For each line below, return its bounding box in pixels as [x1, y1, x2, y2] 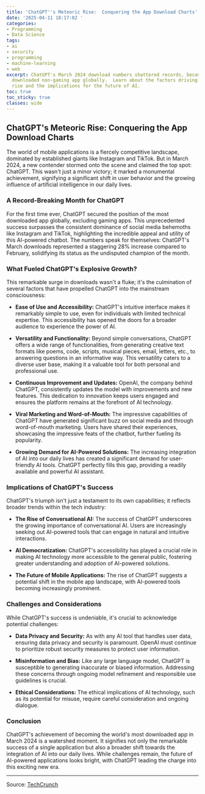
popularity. [15, 436, 43, 444]
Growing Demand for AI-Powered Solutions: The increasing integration [15, 448, 196, 456]
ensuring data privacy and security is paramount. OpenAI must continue [15, 639, 196, 646]
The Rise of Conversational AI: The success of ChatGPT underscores [15, 515, 192, 523]
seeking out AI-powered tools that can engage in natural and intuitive [15, 528, 189, 536]
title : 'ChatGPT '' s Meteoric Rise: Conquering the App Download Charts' [6, 9, 198, 15]
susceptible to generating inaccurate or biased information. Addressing [15, 664, 195, 671]
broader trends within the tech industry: [6, 503, 106, 511]
